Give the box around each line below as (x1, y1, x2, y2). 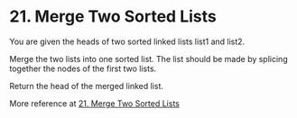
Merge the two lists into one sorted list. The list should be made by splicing (9, 53, 288, 64)
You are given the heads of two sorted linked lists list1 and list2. (9, 36, 246, 47)
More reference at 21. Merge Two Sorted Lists (9, 97, 181, 109)
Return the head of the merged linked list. (9, 80, 164, 91)
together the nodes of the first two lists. (9, 63, 157, 74)
